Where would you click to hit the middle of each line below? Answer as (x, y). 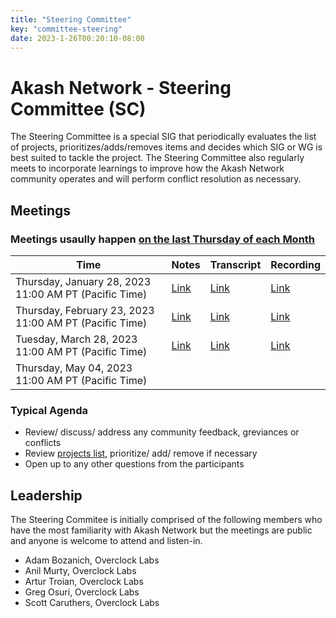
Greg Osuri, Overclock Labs (82, 592)
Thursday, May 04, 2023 (74, 368)
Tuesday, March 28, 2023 (76, 339)
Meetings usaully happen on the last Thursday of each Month (163, 239)
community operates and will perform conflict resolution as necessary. (156, 179)
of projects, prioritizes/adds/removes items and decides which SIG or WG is (166, 147)
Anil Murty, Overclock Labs (80, 571)
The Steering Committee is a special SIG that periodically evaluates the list (163, 137)
